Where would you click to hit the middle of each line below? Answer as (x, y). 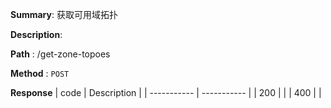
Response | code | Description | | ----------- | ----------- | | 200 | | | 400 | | (166, 92)
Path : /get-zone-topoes (60, 54)
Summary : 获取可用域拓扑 (64, 14)
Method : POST (40, 73)
